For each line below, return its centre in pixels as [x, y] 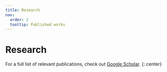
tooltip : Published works [38, 24]
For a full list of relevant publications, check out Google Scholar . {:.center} [83, 64]
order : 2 [19, 20]
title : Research [23, 10]
